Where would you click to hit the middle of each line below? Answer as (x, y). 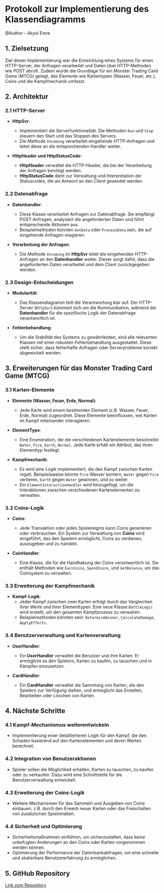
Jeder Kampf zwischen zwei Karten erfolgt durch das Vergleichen (86, 602)
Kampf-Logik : (26, 596)
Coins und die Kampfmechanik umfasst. (45, 81)
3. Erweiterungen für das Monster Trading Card (79, 368)
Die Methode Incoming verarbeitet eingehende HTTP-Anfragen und (87, 141)
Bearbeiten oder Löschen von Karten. (57, 695)
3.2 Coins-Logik (24, 508)
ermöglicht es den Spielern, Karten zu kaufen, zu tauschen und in (85, 661)
